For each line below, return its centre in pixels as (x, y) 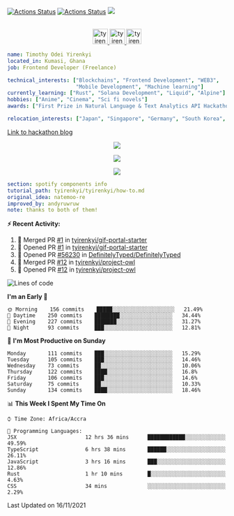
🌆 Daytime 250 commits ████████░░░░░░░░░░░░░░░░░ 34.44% (104, 316)
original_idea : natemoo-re (46, 197)
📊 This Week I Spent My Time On (56, 404)
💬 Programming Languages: (45, 432)
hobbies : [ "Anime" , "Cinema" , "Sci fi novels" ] (78, 100)
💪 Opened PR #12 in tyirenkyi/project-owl (76, 270)
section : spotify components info (57, 184)
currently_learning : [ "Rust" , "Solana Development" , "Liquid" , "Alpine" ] (117, 93)
